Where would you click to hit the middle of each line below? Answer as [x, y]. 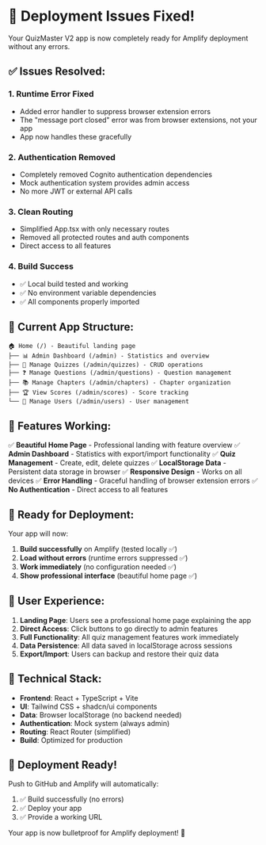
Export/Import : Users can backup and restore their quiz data [119, 654]
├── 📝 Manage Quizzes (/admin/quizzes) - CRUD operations [106, 365]
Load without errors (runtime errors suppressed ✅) [104, 557]
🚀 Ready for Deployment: [71, 514]
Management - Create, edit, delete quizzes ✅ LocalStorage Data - [118, 463]
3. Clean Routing [41, 212]
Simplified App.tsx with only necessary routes [95, 229]
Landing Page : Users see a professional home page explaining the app [135, 620]
